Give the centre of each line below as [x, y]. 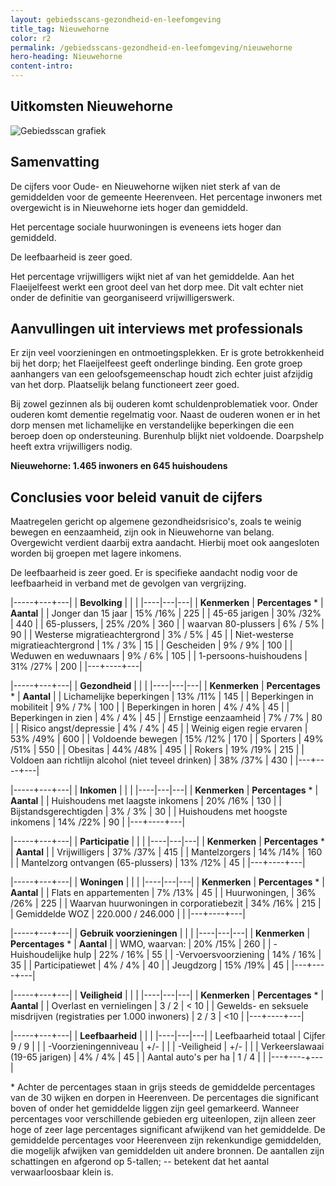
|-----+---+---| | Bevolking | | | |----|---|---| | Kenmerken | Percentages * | [167, 603]
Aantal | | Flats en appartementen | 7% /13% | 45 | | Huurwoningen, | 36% [163, 893]
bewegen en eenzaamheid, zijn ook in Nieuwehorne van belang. [142, 532]
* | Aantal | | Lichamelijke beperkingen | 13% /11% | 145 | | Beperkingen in [162, 697]
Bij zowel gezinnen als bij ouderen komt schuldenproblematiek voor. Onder [164, 404]
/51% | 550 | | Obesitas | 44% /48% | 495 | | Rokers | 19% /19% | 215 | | [157, 750]
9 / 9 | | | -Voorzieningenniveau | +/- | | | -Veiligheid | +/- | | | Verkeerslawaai [167, 1047]
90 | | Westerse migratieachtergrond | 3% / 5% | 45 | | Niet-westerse [152, 635]
